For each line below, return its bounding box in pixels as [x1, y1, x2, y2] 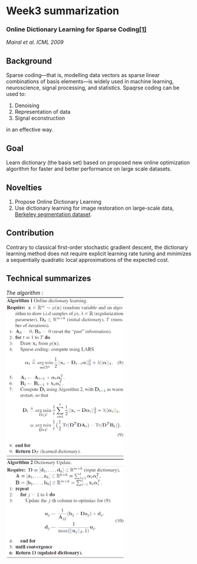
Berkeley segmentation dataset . [14, 210, 93, 217]
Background [6, 56, 52, 66]
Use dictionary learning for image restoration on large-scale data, [14, 204, 174, 211]
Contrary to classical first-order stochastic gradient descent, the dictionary [6, 243, 188, 251]
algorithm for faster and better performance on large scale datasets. [6, 165, 172, 172]
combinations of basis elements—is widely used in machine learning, [6, 78, 174, 85]
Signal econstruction [14, 114, 65, 122]
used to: [6, 91, 27, 98]
